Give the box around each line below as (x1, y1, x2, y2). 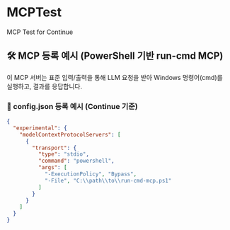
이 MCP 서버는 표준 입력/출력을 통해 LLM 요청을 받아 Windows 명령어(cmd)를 (6, 73, 224, 81)
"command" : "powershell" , (38, 157, 115, 165)
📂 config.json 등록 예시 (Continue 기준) (6, 101, 139, 111)
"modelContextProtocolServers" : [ (19, 131, 121, 138)
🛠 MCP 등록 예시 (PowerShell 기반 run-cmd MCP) (6, 50, 224, 62)
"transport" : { (32, 144, 77, 151)
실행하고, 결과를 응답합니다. (6, 82, 83, 91)
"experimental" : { (13, 125, 68, 132)
